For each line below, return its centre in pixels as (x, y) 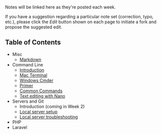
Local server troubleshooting (49, 117)
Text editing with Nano (42, 96)
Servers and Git (28, 101)
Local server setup (39, 111)
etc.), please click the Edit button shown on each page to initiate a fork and (81, 22)
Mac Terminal (33, 75)
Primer (26, 85)
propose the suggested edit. (34, 27)
